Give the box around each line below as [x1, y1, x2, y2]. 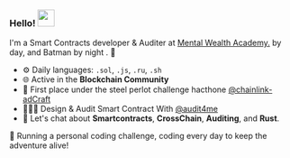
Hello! [9, 16, 36, 29]
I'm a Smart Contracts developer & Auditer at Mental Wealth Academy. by [9, 37, 282, 49]
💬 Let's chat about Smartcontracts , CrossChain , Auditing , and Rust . [22, 113, 280, 124]
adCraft [22, 94, 51, 105]
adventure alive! [9, 140, 69, 151]
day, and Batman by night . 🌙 [9, 47, 116, 58]
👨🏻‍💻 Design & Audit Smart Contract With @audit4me [22, 104, 219, 115]
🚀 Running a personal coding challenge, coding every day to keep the [9, 131, 267, 142]
